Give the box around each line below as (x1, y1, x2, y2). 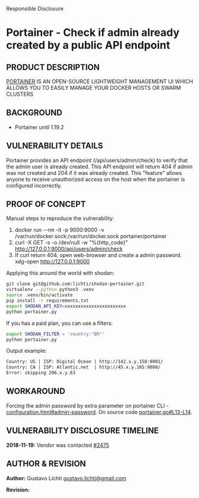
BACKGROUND (6, 108, 62, 118)
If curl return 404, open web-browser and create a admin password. (14, 252, 182, 259)
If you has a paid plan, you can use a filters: (6, 320, 113, 327)
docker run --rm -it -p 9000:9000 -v (14, 226, 105, 234)
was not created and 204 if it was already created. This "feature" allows (6, 169, 182, 176)
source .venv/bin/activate (6, 292, 73, 298)
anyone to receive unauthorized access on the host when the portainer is (6, 176, 185, 183)
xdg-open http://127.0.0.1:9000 (14, 258, 90, 265)
